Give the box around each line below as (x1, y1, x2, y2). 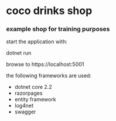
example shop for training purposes (6, 25, 110, 33)
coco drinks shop (6, 4, 93, 18)
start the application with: (6, 38, 67, 45)
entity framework (14, 96, 57, 103)
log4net (14, 102, 34, 109)
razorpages (14, 89, 43, 97)
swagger (14, 108, 36, 115)
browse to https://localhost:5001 (6, 61, 84, 68)
